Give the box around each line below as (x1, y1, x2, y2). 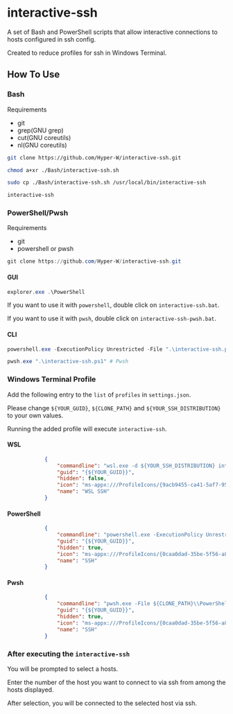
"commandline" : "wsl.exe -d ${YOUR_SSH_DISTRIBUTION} (56, 462, 216, 469)
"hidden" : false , (56, 475, 107, 482)
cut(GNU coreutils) (17, 133, 71, 141)
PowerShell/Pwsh (7, 208, 69, 218)
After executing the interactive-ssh (7, 649, 130, 659)
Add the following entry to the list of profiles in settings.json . (7, 390, 191, 399)
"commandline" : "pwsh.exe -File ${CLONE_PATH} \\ (56, 600, 200, 607)
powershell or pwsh (17, 245, 74, 253)
